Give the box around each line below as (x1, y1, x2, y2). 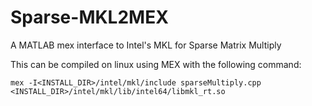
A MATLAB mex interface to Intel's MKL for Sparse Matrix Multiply (10, 39, 282, 51)
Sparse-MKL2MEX (10, 6, 169, 29)
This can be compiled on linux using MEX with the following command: (10, 58, 302, 70)
